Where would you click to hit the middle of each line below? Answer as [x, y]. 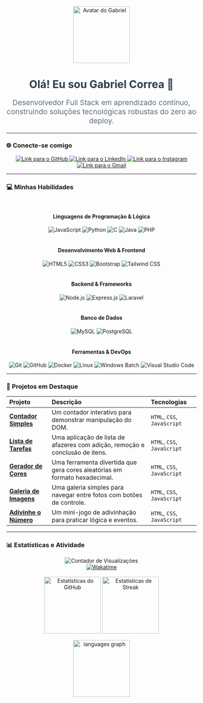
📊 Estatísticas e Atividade [46, 545]
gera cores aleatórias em [87, 470]
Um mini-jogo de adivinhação [94, 513]
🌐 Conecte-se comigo [39, 146]
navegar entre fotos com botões [97, 495]
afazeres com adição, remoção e [98, 445]
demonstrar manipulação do [92, 420]
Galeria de [24, 491]
